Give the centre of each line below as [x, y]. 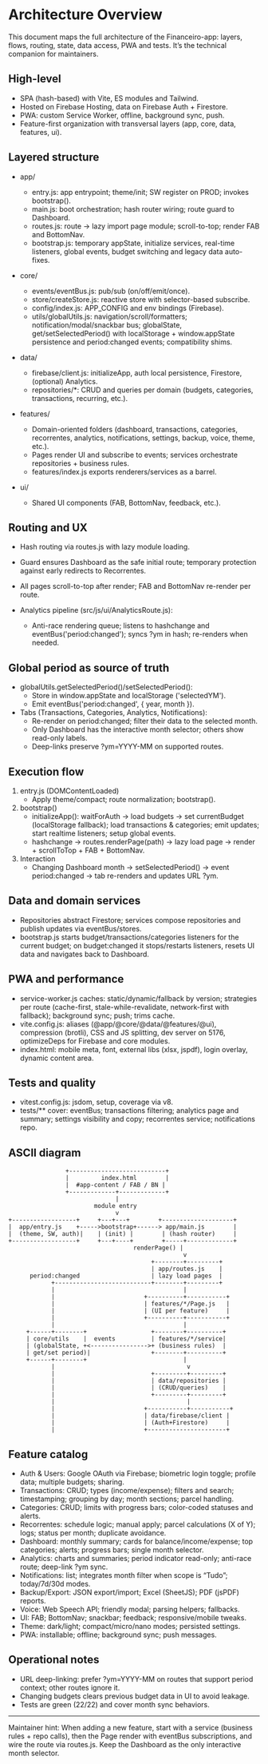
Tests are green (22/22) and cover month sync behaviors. [114, 1704]
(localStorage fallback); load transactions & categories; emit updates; [146, 825]
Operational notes [54, 1660]
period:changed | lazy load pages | [126, 1276]
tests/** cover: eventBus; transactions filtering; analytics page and [129, 1110]
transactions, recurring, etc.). [80, 398]
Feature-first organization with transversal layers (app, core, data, [128, 123]
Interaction [37, 859]
